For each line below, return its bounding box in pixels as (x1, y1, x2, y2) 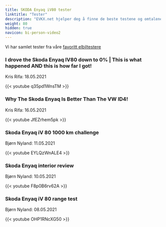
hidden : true (5, 26, 32, 31)
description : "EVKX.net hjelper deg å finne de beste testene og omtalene (5, 16, 163, 21)
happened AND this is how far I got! (5, 62, 92, 69)
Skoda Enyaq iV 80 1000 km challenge (5, 129, 99, 136)
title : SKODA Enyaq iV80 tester (5, 7, 72, 12)
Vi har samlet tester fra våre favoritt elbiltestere (5, 44, 101, 50)
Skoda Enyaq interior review (5, 162, 74, 169)
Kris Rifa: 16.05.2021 (5, 107, 46, 113)
